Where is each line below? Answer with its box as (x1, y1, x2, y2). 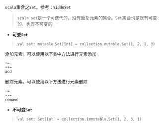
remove (5, 97, 19, 102)
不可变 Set (12, 107, 33, 113)
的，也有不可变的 (17, 21, 53, 27)
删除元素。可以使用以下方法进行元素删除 (5, 79, 88, 84)
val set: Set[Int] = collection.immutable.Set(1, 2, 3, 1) (17, 117, 142, 122)
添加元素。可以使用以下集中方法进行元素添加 (5, 51, 97, 57)
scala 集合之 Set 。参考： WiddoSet (5, 4, 71, 10)
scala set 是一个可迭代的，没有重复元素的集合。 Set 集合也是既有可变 (17, 15, 157, 21)
